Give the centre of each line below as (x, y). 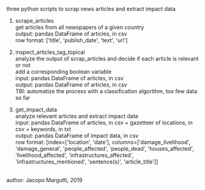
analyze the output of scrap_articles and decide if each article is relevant (107, 59)
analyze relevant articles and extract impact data (77, 116)
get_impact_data (36, 109)
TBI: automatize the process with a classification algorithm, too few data (106, 91)
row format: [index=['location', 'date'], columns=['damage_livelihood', (103, 142)
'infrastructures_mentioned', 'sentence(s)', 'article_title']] (87, 161)
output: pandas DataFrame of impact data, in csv (77, 135)
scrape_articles (34, 21)
